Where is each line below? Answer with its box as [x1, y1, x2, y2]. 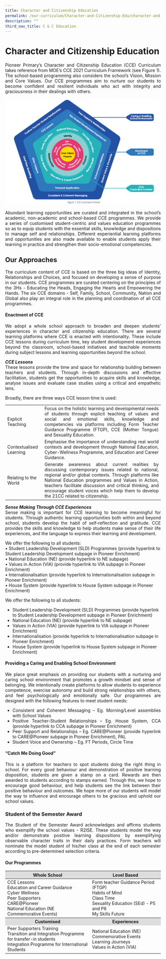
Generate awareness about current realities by [44, 462, 159, 468]
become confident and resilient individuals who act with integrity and [5, 83, 161, 89]
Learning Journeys [92, 939, 131, 945]
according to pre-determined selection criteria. [5, 848, 101, 854]
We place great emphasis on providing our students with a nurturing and [5, 671, 161, 677]
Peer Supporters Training [7, 926, 58, 932]
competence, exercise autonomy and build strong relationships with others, [5, 687, 161, 693]
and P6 [92, 906, 107, 912]
